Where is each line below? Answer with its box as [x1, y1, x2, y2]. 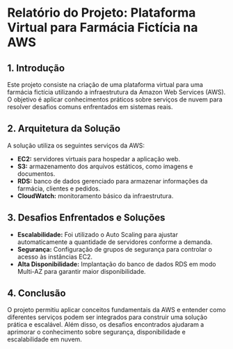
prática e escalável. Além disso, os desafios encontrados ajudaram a [7, 320, 204, 329]
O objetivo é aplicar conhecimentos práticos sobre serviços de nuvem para [7, 95, 223, 104]
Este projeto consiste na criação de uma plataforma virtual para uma [7, 81, 204, 88]
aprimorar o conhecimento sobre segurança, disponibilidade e [7, 328, 186, 336]
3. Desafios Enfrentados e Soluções [7, 212, 166, 224]
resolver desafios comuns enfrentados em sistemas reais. [7, 103, 173, 111]
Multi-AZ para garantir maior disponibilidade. [17, 267, 146, 275]
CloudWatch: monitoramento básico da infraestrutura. [17, 191, 174, 200]
